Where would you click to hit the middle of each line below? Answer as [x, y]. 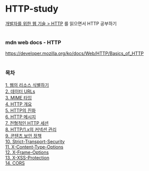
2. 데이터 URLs [20, 91]
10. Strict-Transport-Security [35, 141]
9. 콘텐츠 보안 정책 [24, 135]
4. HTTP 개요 [18, 104]
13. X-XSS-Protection [27, 157]
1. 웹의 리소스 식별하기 [27, 85]
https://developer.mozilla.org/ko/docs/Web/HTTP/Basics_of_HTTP [74, 53]
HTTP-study [32, 9]
